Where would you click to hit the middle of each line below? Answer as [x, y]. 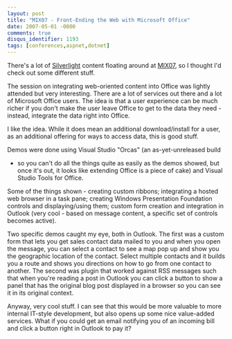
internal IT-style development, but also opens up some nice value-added [111, 313]
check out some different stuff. [51, 73]
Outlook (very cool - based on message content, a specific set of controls [113, 213]
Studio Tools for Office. [50, 178]
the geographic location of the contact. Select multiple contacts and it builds [116, 256]
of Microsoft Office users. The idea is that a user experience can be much [113, 101]
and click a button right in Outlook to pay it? [69, 328]
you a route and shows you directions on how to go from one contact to [109, 263]
